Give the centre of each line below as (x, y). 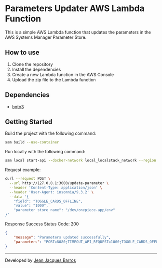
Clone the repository (32, 64)
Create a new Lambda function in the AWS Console (63, 74)
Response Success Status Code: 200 (42, 224)
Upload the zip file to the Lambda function (54, 79)
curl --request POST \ (28, 179)
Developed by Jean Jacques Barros (40, 260)
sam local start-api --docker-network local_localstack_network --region (81, 160)
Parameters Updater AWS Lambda (75, 8)
